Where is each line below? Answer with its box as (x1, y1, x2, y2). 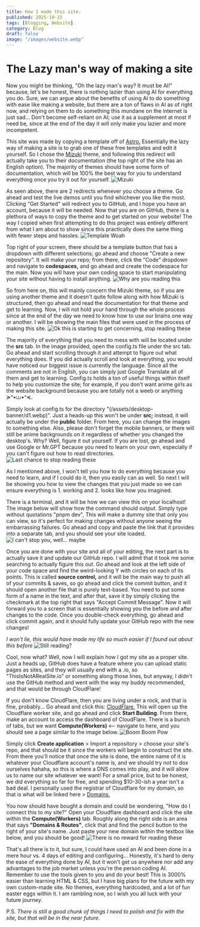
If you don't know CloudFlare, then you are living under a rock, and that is (6, 697, 187, 704)
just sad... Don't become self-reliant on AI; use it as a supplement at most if (6, 113, 192, 121)
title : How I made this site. (6, 8, 82, 15)
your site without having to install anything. (6, 275, 112, 282)
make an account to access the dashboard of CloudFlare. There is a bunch (6, 716, 190, 723)
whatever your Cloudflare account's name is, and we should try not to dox (6, 759, 189, 766)
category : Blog (6, 25, 44, 32)
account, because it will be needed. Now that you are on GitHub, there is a (6, 207, 189, 214)
